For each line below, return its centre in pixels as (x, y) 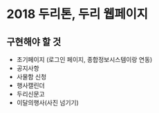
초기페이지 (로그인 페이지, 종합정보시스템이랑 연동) (84, 60)
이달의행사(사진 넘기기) (47, 103)
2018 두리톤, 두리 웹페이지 (77, 14)
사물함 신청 (31, 77)
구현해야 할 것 (34, 42)
